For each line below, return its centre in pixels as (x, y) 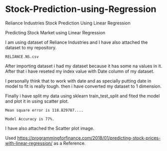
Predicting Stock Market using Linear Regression (55, 32)
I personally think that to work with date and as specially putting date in (78, 81)
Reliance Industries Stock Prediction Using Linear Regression (68, 23)
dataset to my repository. (31, 47)
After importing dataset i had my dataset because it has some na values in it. (84, 66)
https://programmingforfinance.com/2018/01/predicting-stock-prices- (89, 138)
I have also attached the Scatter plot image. (50, 128)
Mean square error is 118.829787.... (44, 110)
